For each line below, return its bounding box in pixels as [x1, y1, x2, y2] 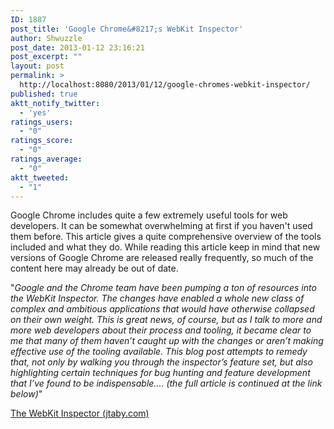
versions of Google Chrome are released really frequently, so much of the [10, 252, 314, 264]
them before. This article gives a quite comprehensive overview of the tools [10, 231, 322, 243]
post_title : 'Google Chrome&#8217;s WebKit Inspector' [10, 24, 244, 34]
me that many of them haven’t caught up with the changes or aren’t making [10, 335, 324, 347]
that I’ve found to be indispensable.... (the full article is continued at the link [10, 377, 323, 390]
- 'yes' [19, 107, 52, 118]
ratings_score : [10, 136, 74, 146]
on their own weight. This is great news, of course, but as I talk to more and [10, 314, 323, 326]
